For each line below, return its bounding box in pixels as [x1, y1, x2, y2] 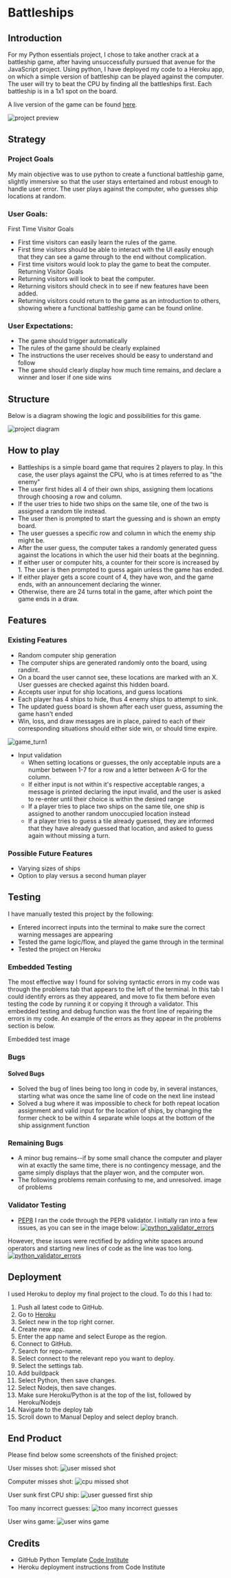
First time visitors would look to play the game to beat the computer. [17, 260, 211, 268]
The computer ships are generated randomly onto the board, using [17, 658, 207, 666]
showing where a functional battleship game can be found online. [17, 304, 203, 312]
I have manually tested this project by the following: [8, 909, 154, 918]
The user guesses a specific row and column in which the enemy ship [17, 529, 216, 537]
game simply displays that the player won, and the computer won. [17, 1168, 205, 1177]
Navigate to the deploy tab [17, 1405, 93, 1413]
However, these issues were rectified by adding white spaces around [8, 1237, 203, 1245]
